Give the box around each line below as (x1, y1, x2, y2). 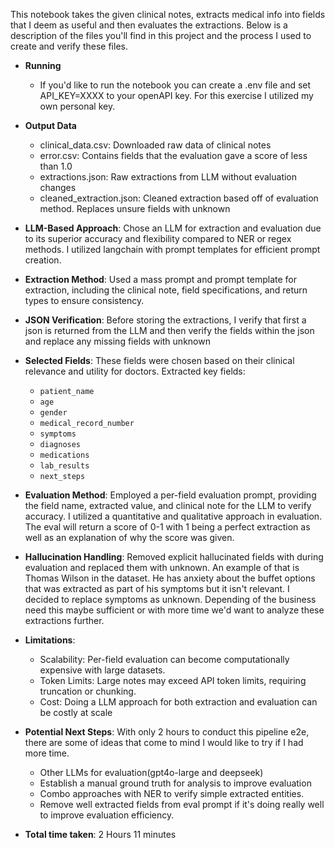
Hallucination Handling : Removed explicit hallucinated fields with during (24, 551, 324, 563)
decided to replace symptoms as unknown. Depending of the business (24, 594, 317, 605)
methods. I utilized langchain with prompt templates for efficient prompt (24, 244, 321, 255)
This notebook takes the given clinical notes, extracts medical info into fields (10, 9, 326, 20)
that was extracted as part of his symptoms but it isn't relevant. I (24, 583, 290, 594)
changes (39, 182, 77, 193)
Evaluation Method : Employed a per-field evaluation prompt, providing (24, 489, 317, 501)
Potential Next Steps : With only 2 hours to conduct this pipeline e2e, (24, 726, 310, 738)
